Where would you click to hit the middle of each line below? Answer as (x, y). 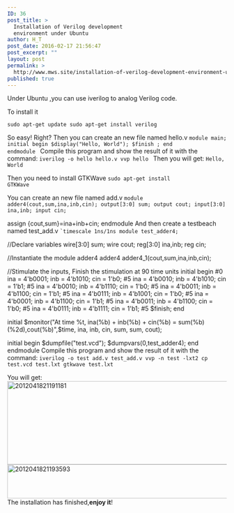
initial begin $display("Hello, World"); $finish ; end (90, 144)
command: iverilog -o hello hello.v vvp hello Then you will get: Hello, (116, 158)
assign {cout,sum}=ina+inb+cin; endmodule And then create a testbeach (112, 223)
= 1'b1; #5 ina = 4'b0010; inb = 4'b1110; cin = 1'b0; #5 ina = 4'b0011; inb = (112, 286)
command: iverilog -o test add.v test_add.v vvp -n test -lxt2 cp (108, 358)
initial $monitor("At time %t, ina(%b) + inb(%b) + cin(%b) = (92, 322)
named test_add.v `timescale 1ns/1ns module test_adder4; (93, 231)
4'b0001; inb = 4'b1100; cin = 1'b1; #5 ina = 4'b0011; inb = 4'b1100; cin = (110, 302)
